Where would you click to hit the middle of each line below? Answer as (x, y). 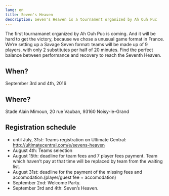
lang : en (14, 10)
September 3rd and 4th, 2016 (36, 84)
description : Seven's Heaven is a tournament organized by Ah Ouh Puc (81, 19)
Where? (18, 99)
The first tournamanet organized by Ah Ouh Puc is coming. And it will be (80, 34)
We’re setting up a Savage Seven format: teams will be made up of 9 (77, 45)
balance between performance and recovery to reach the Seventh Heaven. (83, 55)
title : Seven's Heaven (29, 15)
